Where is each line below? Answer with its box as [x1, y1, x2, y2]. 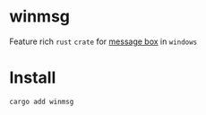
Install [9, 67, 56, 88]
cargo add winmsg [9, 97, 74, 106]
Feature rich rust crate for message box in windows [9, 36, 198, 47]
